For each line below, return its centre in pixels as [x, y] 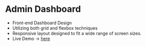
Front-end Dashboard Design [42, 23]
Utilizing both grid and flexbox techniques [55, 28]
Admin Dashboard [43, 9]
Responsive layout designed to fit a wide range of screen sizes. [77, 33]
